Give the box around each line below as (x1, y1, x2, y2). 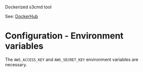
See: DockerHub (5, 14, 38, 19)
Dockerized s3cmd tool (5, 4, 52, 10)
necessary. (5, 61, 28, 67)
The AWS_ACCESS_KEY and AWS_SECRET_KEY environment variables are (5, 57, 139, 62)
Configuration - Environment (5, 30, 124, 42)
